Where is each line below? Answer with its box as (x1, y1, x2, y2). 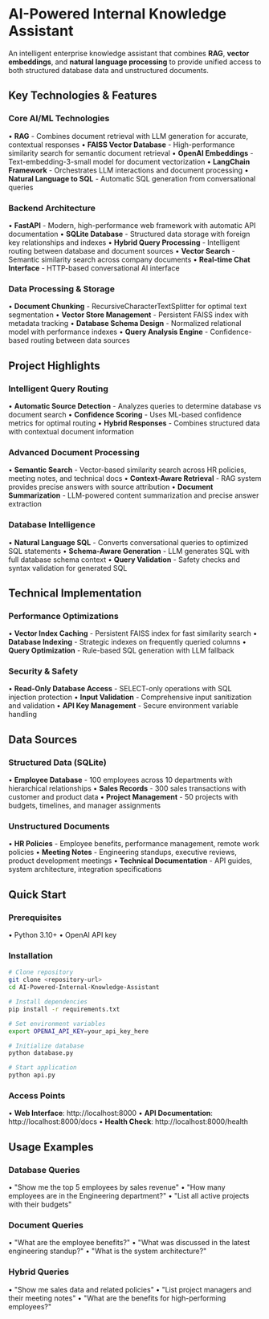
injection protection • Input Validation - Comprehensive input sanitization (8, 692, 252, 702)
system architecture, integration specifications (8, 865, 162, 874)
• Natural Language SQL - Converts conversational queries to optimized (8, 537, 249, 547)
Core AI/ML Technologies (8, 113, 110, 124)
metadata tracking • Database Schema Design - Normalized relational (8, 319, 242, 328)
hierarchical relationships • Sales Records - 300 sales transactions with (8, 784, 247, 793)
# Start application (8, 1064, 78, 1072)
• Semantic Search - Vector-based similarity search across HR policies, (8, 465, 247, 474)
